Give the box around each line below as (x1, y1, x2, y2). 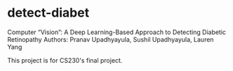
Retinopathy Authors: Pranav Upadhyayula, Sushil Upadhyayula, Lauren (7, 35, 214, 43)
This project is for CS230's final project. (7, 56, 123, 64)
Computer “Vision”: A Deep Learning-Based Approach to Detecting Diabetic (7, 28, 227, 36)
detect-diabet (7, 5, 90, 21)
